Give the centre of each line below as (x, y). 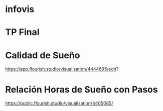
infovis (20, 9)
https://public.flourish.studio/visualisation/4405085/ (59, 103)
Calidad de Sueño (43, 55)
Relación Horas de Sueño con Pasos (81, 89)
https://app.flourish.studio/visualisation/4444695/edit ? (62, 69)
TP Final (22, 32)
